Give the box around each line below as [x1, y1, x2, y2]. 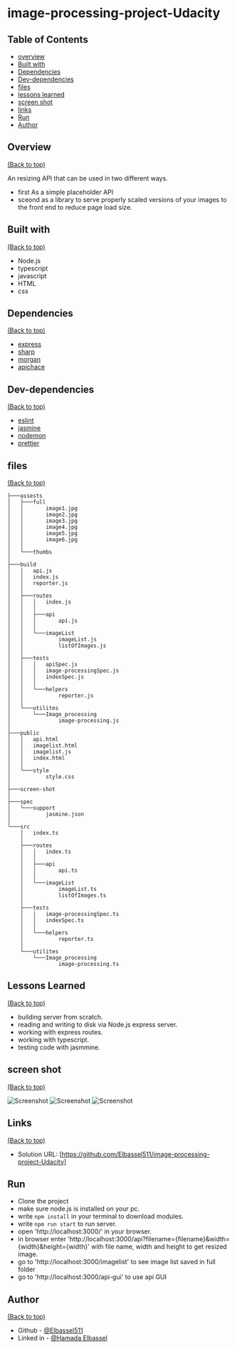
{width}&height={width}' [17, 1243, 90, 1251]
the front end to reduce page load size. [17, 203, 133, 211]
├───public [7, 730, 40, 737]
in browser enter [17, 1235, 66, 1243]
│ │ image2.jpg [7, 511, 78, 519]
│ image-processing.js [7, 717, 120, 725]
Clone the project [17, 1197, 69, 1206]
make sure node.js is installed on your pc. [17, 1204, 140, 1213]
